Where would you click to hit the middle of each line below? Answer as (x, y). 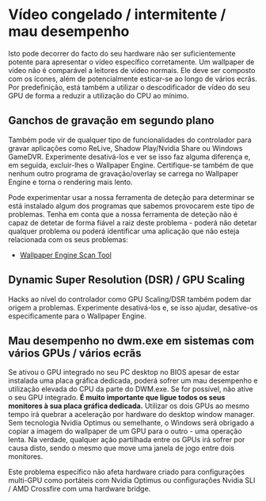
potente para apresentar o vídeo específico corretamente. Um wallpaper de (131, 62)
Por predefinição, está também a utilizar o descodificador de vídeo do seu (129, 87)
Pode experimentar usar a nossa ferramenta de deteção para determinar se (131, 197)
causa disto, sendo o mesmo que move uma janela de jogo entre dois (122, 448)
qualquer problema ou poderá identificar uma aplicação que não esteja (124, 231)
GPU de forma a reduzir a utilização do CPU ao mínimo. (99, 95)
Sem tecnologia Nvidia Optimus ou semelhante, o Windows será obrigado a (131, 423)
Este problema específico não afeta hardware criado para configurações (127, 472)
